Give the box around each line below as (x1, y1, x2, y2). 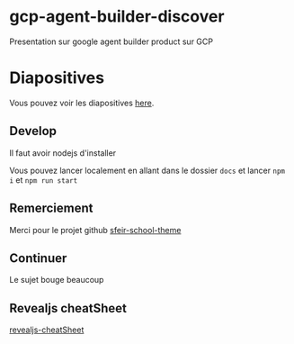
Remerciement (9, 201, 94, 216)
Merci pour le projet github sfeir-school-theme (9, 224, 182, 235)
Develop (9, 123, 57, 139)
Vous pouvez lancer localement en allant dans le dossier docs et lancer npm (9, 165, 286, 176)
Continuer (9, 250, 67, 266)
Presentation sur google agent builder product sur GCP (9, 36, 214, 47)
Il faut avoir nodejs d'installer (9, 147, 117, 158)
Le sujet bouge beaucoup (9, 275, 104, 285)
